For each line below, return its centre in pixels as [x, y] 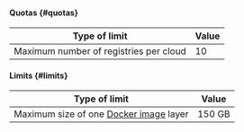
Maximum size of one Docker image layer [101, 114]
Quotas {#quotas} [44, 13]
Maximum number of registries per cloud [100, 51]
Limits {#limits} [39, 75]
